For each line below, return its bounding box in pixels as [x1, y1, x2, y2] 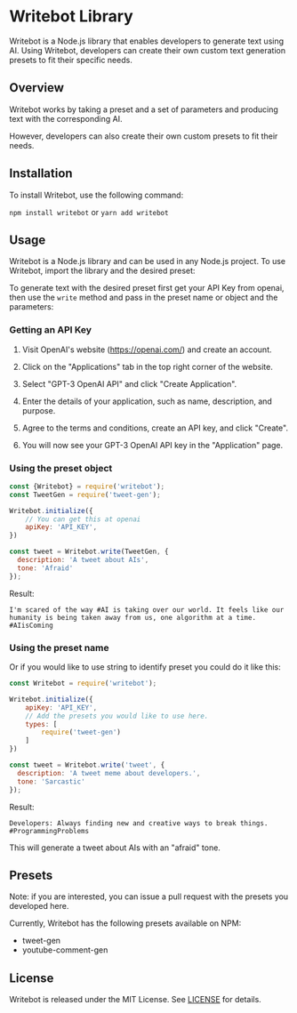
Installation [9, 166, 73, 181]
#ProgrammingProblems [9, 826, 90, 835]
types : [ [25, 720, 58, 728]
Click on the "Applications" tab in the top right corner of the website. [21, 361, 273, 372]
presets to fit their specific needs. [9, 54, 133, 65]
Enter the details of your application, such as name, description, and [21, 396, 273, 406]
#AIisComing [9, 621, 53, 630]
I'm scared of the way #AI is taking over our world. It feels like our [9, 605, 285, 615]
